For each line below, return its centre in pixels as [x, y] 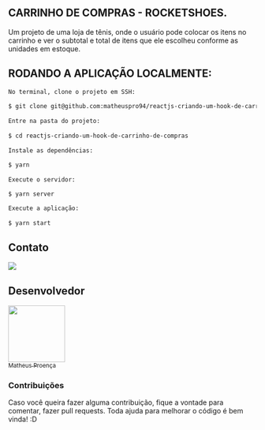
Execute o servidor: [42, 180]
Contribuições [36, 386]
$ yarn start [30, 223]
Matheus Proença [32, 366]
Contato [28, 247]
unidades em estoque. [45, 49]
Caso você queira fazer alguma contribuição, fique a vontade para [116, 402]
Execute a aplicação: [44, 208]
